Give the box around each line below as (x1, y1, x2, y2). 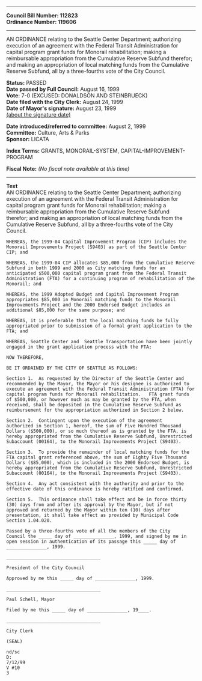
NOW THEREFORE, (6, 355, 44, 361)
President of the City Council (6, 565, 85, 571)
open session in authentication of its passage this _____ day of (6, 539, 176, 545)
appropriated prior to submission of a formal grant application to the (6, 323, 192, 329)
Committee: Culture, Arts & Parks (6, 129, 90, 136)
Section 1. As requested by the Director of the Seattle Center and (6, 376, 185, 382)
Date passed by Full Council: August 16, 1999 (6, 85, 120, 93)
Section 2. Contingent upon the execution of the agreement (6, 418, 163, 424)
